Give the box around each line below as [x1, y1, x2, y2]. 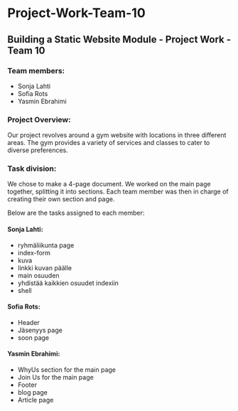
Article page [17, 396, 54, 405]
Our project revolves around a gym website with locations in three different [7, 131, 227, 139]
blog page [17, 388, 48, 397]
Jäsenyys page [17, 326, 63, 334]
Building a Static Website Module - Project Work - [7, 33, 232, 46]
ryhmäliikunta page [17, 240, 75, 250]
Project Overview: [7, 114, 71, 124]
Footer [17, 380, 38, 389]
